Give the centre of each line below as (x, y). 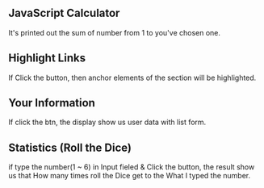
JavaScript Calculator (64, 13)
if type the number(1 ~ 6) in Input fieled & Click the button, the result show (132, 167)
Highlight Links (47, 58)
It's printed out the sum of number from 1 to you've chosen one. (114, 32)
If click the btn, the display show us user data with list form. (107, 122)
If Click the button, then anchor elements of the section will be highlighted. (132, 77)
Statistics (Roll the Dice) (70, 147)
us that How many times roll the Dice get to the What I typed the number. (130, 176)
